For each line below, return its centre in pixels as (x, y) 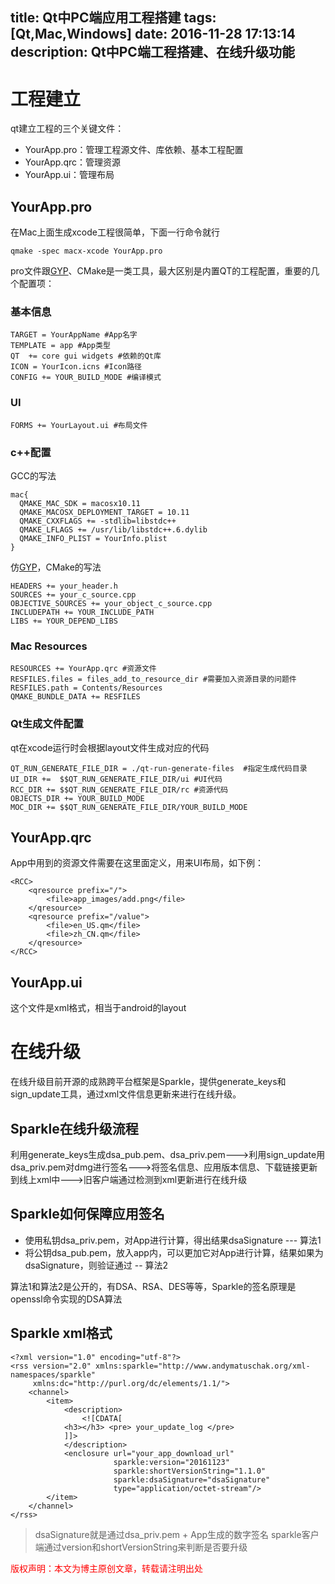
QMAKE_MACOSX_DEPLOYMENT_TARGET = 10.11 (104, 513)
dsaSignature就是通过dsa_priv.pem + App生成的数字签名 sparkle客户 (177, 1534)
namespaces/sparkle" (53, 1374)
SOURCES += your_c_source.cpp (73, 595)
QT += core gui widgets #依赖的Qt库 (86, 356)
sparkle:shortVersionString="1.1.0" (190, 1471)
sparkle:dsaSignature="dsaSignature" (192, 1479)
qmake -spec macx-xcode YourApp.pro (86, 251)
